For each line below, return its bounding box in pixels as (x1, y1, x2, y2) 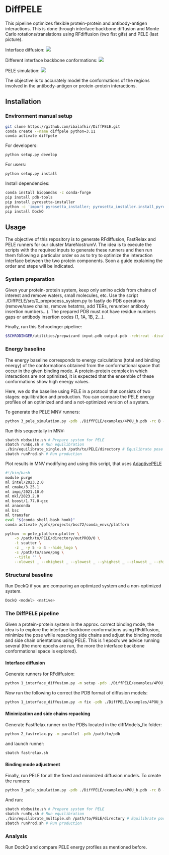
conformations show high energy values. (5, 378, 90, 384)
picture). (5, 36, 23, 42)
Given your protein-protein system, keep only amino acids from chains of (5, 287, 157, 293)
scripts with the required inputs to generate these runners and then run (5, 247, 152, 253)
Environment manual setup (5, 113, 73, 120)
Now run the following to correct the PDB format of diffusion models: (5, 690, 148, 696)
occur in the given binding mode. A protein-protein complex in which (5, 368, 148, 374)
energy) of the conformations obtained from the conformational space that (5, 362, 160, 368)
